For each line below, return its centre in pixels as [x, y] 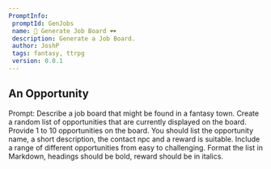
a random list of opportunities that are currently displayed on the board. [127, 121]
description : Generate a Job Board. [74, 38]
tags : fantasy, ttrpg [48, 53]
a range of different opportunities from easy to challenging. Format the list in [135, 147]
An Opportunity [49, 94]
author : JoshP [36, 46]
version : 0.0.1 [37, 61]
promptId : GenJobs [43, 23]
